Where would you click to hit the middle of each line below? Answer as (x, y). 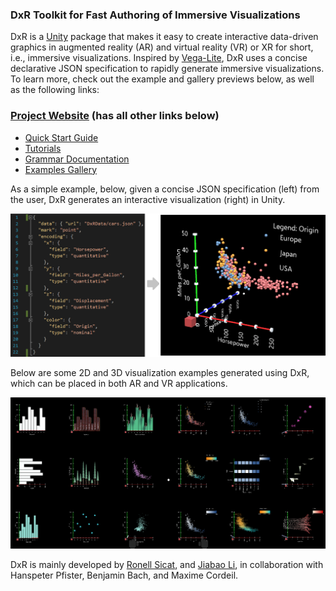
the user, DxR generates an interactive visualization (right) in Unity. (148, 199)
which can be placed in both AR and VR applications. (119, 384)
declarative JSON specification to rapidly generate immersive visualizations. (167, 69)
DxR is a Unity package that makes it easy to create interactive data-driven (164, 37)
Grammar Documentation (77, 159)
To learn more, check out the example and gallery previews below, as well (162, 79)
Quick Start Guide (61, 137)
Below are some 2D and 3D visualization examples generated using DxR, (160, 373)
